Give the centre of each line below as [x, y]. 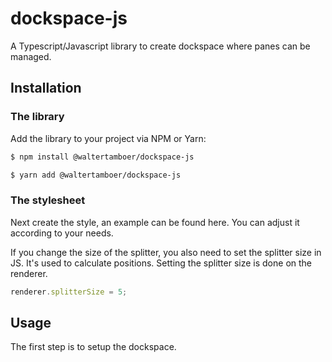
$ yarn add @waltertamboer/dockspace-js [96, 175]
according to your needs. [62, 233]
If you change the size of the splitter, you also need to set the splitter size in [166, 252]
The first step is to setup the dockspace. [93, 347]
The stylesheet [48, 200]
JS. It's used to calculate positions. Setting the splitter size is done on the [161, 263]
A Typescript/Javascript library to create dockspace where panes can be [160, 46]
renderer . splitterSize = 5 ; [69, 292]
